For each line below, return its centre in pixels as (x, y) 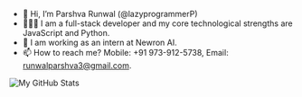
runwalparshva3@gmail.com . (77, 66)
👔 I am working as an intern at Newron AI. (100, 42)
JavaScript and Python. (66, 33)
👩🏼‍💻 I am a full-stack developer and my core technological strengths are (157, 23)
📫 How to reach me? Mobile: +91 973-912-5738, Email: (125, 53)
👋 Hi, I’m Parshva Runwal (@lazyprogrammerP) (110, 14)
